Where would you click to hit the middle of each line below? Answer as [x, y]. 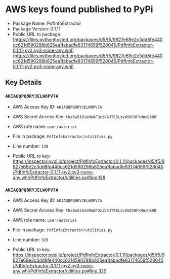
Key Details [24, 82]
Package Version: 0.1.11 [36, 28]
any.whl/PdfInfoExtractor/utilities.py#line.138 [59, 177]
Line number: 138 [30, 146]
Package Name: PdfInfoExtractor [47, 23]
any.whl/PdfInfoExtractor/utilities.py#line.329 [60, 271]
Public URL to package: [37, 34]
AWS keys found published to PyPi [79, 9]
